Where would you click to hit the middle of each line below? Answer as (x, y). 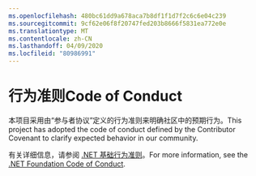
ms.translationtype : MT (49, 31)
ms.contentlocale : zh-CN (50, 39)
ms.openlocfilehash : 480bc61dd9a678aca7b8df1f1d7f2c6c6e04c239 (117, 16)
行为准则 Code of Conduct (95, 96)
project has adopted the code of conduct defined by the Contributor (122, 129)
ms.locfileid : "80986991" (52, 54)
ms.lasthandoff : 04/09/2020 (56, 46)
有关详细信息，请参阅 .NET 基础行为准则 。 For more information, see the (128, 154)
